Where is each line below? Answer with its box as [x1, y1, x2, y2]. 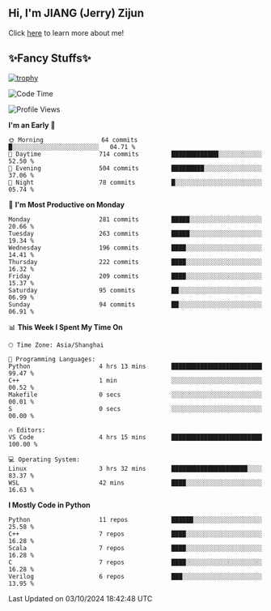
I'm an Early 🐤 [8, 120, 56, 130]
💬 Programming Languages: [8, 355, 95, 363]
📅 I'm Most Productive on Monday [8, 199, 125, 209]
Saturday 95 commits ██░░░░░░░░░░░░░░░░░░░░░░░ [8, 286, 263, 294]
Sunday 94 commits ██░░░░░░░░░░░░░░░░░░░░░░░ [8, 300, 263, 309]
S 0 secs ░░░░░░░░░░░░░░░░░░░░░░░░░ [8, 404, 263, 412]
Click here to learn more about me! [8, 28, 125, 37]
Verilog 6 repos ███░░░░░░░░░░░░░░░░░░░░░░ [8, 572, 263, 580]
